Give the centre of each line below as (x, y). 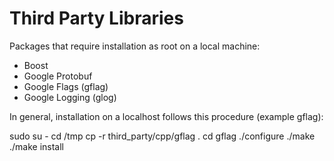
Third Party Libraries (96, 18)
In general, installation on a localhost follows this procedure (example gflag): (166, 116)
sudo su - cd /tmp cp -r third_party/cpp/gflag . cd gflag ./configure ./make (162, 136)
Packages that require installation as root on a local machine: (135, 46)
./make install (37, 146)
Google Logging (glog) (70, 97)
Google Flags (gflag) (66, 86)
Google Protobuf (58, 76)
